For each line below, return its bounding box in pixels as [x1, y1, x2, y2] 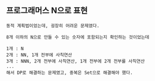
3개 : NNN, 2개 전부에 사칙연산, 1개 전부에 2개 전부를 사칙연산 [6, 58, 145, 64]
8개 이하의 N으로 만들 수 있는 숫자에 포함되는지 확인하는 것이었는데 [6, 34, 150, 40]
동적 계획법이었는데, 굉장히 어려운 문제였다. [6, 22, 100, 28]
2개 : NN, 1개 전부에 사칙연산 [6, 52, 72, 58]
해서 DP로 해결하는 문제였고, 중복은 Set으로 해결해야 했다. [6, 70, 133, 76]
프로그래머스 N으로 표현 [6, 5, 88, 16]
